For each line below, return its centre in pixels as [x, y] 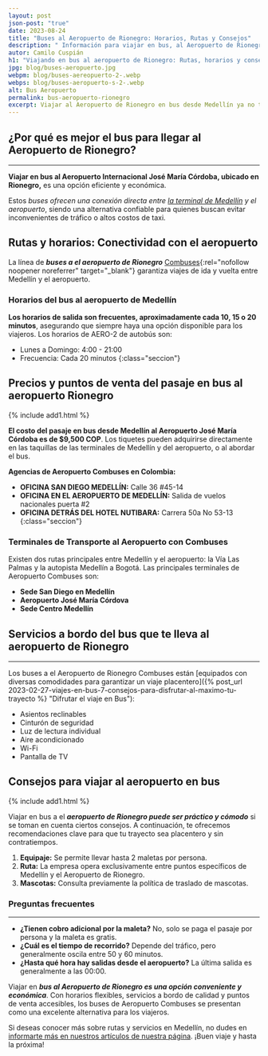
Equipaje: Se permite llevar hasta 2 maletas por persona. [113, 858]
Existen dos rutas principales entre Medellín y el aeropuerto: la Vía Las [124, 559]
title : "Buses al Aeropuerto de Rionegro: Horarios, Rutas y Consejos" [130, 38]
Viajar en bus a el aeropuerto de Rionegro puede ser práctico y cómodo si [132, 816]
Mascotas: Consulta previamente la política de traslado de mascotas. [134, 883]
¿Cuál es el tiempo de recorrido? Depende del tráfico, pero [118, 946]
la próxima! [27, 1045]
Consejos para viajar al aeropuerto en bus [114, 782]
